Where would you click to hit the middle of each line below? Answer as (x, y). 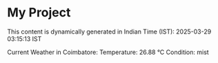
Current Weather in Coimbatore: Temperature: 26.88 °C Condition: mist (108, 52)
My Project (39, 13)
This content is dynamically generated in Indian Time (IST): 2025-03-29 (109, 32)
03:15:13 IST (24, 38)
